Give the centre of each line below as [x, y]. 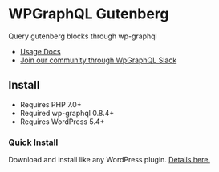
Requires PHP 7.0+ [51, 104]
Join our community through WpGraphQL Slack [98, 60]
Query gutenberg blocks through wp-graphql [83, 36]
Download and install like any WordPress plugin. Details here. [109, 160]
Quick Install [33, 142]
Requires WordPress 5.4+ [62, 122]
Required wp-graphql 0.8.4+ [67, 113]
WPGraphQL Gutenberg [89, 14]
